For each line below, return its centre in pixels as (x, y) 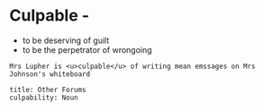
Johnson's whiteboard (50, 74)
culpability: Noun (44, 98)
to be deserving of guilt (66, 40)
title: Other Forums (48, 90)
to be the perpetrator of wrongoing (87, 49)
